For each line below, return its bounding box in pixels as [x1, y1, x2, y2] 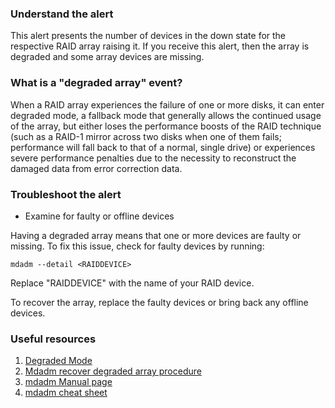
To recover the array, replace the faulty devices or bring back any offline [10, 296, 309, 308]
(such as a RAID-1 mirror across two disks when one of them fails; [10, 130, 282, 142]
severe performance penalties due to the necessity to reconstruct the [10, 152, 297, 164]
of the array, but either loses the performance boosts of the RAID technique [10, 120, 322, 132]
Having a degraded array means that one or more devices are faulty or [10, 229, 302, 241]
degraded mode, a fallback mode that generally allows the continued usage [10, 109, 322, 121]
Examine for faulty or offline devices [24, 210, 175, 222]
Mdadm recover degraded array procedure [24, 365, 202, 377]
